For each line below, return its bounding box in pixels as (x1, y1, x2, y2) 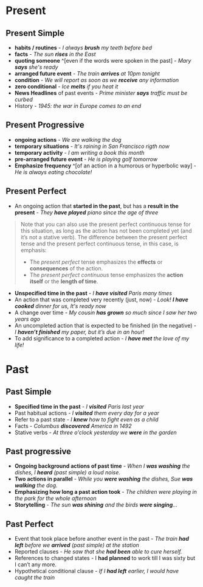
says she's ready (14, 63, 58, 71)
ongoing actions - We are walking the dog (14, 136, 122, 143)
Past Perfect (5, 519, 54, 529)
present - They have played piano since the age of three (14, 208, 159, 216)
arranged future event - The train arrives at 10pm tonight (14, 70, 160, 77)
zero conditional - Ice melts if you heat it (14, 83, 119, 90)
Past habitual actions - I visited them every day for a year (14, 409, 159, 417)
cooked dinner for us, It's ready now (14, 302, 107, 309)
